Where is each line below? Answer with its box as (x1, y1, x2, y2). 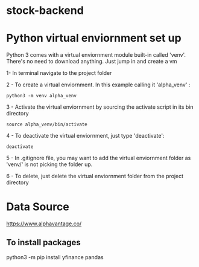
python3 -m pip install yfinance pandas (6, 253, 104, 260)
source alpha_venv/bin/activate (6, 121, 87, 127)
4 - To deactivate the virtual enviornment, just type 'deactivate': (6, 132, 165, 140)
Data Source (6, 200, 69, 214)
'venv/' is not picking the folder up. (6, 161, 93, 168)
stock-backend (6, 4, 84, 18)
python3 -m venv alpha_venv (6, 93, 77, 99)
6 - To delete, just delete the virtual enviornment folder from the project (6, 173, 184, 180)
